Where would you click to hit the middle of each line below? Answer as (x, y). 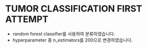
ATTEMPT (27, 19)
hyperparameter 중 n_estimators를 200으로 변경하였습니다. (72, 40)
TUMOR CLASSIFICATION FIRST (74, 9)
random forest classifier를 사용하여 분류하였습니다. (64, 33)
